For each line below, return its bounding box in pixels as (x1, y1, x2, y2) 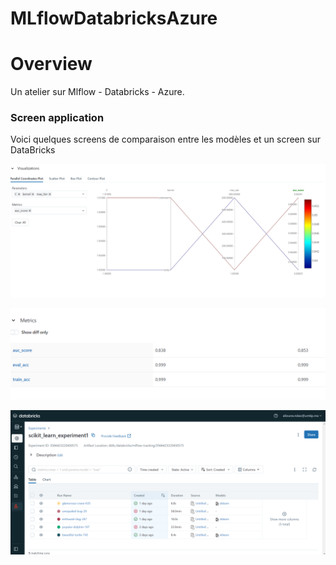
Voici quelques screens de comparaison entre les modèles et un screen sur (10, 133, 321, 146)
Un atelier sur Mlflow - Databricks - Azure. (10, 86, 185, 98)
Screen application (10, 111, 105, 125)
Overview (10, 53, 93, 76)
